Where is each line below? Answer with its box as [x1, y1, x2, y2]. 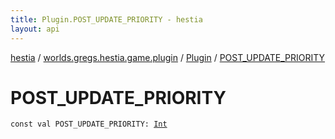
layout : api [10, 24, 60, 34]
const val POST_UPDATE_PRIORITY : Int [10, 119, 168, 130]
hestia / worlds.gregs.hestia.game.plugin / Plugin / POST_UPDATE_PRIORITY [10, 51, 326, 63]
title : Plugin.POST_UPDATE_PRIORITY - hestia [10, 14, 203, 25]
